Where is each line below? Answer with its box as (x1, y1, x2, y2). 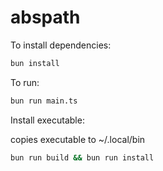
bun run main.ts (10, 96, 78, 106)
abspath (10, 6, 81, 29)
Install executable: (10, 114, 85, 126)
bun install (10, 58, 60, 68)
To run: (10, 76, 40, 88)
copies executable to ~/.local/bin (10, 133, 146, 145)
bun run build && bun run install (10, 152, 155, 163)
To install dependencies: (10, 39, 112, 51)
